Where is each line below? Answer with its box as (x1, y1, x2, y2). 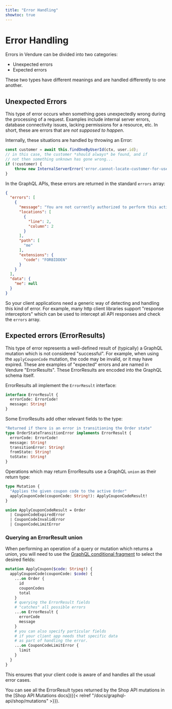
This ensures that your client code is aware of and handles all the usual (5, 671, 155, 678)
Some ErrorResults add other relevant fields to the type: (5, 416, 123, 422)
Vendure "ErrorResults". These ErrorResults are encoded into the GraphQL (5, 367, 162, 373)
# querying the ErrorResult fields (14, 600, 91, 605)
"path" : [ (18, 238, 40, 243)
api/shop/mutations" (5, 698, 49, 704)
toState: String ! (10, 455, 47, 460)
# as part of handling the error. (14, 638, 88, 643)
